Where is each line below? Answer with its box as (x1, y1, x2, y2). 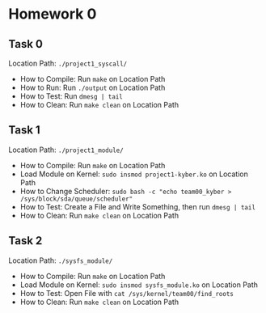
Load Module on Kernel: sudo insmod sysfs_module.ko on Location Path (19, 280, 259, 290)
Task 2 (8, 234, 43, 247)
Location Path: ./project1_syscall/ (8, 58, 128, 68)
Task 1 (8, 123, 40, 137)
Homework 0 (8, 5, 97, 23)
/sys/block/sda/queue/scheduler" (19, 195, 133, 203)
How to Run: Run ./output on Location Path (19, 82, 166, 92)
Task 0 (8, 37, 43, 51)
